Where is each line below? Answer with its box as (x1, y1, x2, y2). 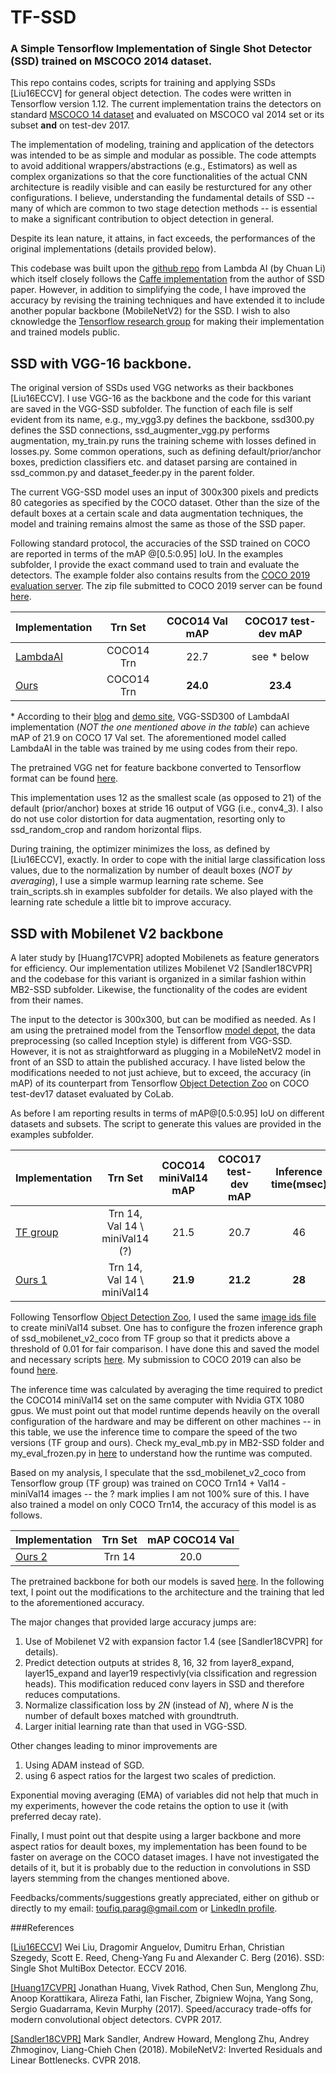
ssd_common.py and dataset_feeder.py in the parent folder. (10, 467, 255, 479)
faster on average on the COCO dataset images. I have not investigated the (10, 1851, 320, 1863)
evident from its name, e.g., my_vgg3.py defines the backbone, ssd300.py (10, 414, 315, 426)
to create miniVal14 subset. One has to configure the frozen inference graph (10, 1322, 323, 1334)
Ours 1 (15, 1273, 48, 1287)
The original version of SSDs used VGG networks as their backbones (10, 382, 294, 394)
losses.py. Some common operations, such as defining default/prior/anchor (10, 446, 322, 458)
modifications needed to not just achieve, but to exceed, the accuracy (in (10, 1067, 312, 1079)
